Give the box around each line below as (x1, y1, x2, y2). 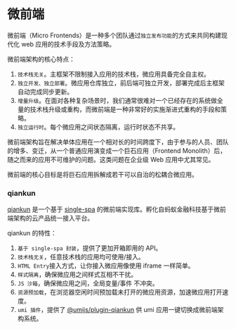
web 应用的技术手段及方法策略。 (20, 39, 116, 48)
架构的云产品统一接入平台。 (13, 214, 93, 223)
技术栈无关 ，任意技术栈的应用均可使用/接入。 (17, 253, 145, 261)
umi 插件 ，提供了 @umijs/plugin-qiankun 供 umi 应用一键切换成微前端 (17, 306, 218, 314)
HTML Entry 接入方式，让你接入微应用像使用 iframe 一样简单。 (17, 261, 195, 270)
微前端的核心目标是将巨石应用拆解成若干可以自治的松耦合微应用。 (7, 170, 198, 178)
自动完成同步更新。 (17, 87, 74, 96)
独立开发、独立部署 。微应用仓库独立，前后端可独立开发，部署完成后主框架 (17, 78, 225, 87)
